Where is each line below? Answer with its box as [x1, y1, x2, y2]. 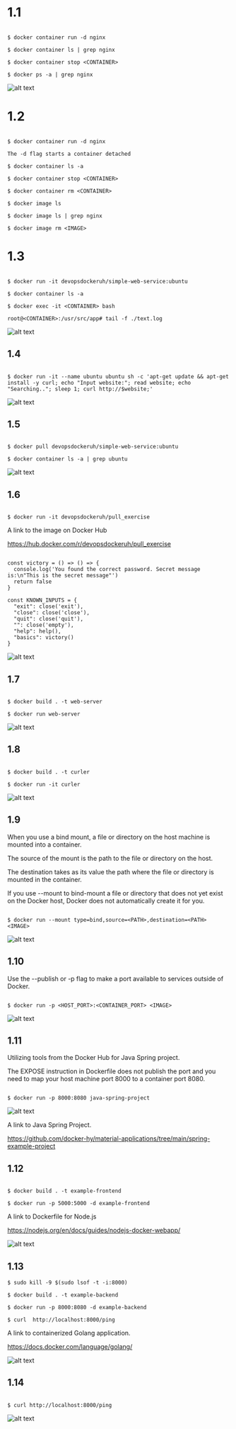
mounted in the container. [7, 875, 83, 883]
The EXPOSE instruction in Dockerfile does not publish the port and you [7, 1067, 216, 1075]
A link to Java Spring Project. [7, 1121, 92, 1129]
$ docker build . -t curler [7, 768, 90, 776]
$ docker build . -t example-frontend [7, 1187, 122, 1194]
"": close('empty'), [13, 621, 74, 629]
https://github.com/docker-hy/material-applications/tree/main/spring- [7, 1134, 211, 1143]
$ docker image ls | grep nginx [7, 212, 102, 220]
